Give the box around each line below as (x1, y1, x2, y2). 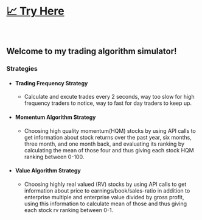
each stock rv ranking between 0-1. (24, 206, 114, 213)
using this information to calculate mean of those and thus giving (24, 200, 187, 207)
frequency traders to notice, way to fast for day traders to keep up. (24, 99, 192, 107)
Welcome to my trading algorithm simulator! (6, 46, 177, 57)
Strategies (6, 65, 38, 73)
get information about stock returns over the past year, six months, (24, 133, 192, 141)
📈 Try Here (6, 4, 65, 18)
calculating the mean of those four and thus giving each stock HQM (24, 146, 194, 154)
